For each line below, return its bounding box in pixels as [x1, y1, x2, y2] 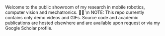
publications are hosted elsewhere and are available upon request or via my [5, 20, 161, 26]
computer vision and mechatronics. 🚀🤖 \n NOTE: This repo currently [5, 9, 145, 15]
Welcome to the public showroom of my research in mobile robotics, [5, 4, 145, 10]
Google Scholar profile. [5, 25, 53, 31]
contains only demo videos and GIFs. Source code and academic [5, 15, 139, 20]
